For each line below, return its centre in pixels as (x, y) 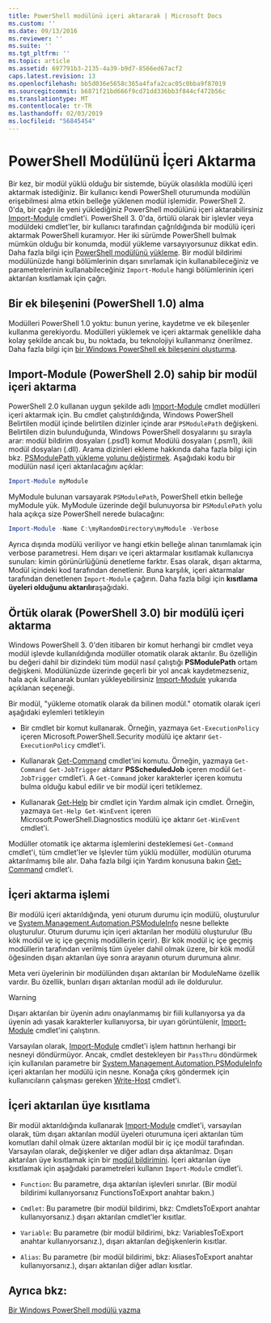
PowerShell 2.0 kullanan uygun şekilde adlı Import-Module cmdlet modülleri (134, 406)
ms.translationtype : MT (49, 99)
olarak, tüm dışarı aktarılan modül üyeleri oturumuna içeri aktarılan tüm (126, 1134)
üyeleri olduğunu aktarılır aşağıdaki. (69, 587)
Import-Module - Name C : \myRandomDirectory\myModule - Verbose (114, 529)
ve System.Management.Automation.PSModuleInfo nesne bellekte (119, 922)
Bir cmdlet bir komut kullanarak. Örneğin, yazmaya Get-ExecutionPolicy (140, 728)
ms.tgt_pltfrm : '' (39, 53)
